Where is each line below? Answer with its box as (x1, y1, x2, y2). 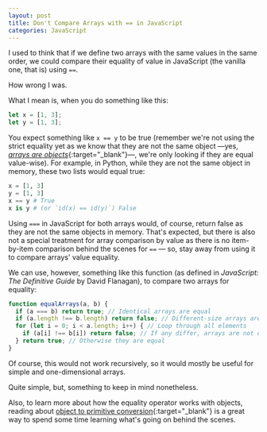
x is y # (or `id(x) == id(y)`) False (8, 204, 137, 212)
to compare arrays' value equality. (8, 252, 121, 262)
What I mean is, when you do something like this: (8, 96, 168, 106)
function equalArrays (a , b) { (8, 299, 109, 308)
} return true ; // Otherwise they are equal (15, 337, 165, 345)
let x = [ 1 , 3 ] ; (8, 111, 62, 119)
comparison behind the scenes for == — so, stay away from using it (35, 244, 256, 253)
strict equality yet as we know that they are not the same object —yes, (8, 141, 238, 151)
